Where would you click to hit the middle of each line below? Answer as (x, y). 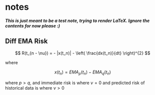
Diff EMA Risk (27, 41)
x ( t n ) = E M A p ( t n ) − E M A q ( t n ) (83, 72)
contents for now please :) (33, 25)
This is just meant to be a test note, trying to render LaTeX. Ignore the (77, 21)
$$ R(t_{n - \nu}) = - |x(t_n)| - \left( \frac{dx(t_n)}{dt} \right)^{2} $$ (83, 53)
